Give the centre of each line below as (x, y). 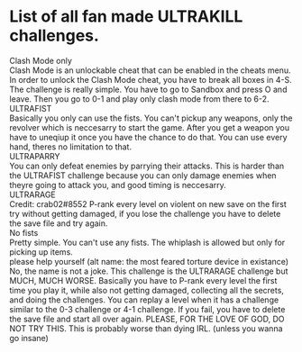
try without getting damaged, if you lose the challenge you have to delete (145, 213)
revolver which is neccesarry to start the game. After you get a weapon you (150, 127)
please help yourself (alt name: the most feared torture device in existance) (149, 261)
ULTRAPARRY (35, 156)
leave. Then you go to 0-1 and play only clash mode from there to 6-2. (139, 99)
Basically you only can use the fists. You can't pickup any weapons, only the (151, 118)
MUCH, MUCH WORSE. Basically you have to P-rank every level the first (143, 280)
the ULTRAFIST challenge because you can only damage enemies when (143, 175)
